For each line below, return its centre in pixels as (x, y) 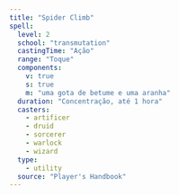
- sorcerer (46, 135)
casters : (34, 110)
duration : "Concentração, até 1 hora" (90, 101)
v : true (40, 76)
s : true (40, 84)
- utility (44, 168)
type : (28, 160)
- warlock (44, 143)
